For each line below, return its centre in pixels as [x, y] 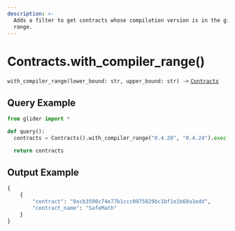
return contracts [39, 150]
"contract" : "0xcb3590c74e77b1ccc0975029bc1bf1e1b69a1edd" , [122, 202]
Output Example [43, 173]
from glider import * [39, 119]
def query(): [26, 132]
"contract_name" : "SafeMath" [75, 208]
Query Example [42, 103]
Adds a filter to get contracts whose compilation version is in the [117, 20]
